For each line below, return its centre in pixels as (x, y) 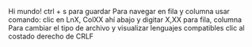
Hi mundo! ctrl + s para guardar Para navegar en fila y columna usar (119, 11)
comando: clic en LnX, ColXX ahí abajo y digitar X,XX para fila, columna (125, 20)
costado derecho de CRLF (51, 36)
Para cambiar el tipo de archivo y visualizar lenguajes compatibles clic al (126, 28)
